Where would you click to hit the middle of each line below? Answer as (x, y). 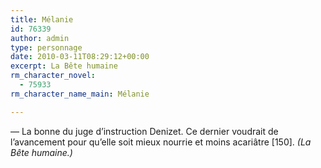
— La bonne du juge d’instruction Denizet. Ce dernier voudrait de (144, 131)
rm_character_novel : (53, 76)
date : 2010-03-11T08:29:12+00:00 (80, 57)
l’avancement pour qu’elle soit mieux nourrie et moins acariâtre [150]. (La (161, 142)
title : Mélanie (42, 19)
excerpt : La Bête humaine (64, 66)
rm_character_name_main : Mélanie (80, 94)
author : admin (40, 38)
